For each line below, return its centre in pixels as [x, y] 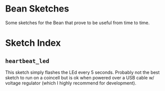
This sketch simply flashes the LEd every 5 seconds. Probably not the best [82, 72]
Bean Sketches [37, 9]
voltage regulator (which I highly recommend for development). [71, 83]
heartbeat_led [27, 61]
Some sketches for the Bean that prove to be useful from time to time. [77, 23]
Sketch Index [33, 43]
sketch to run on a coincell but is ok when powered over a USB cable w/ [80, 77]
